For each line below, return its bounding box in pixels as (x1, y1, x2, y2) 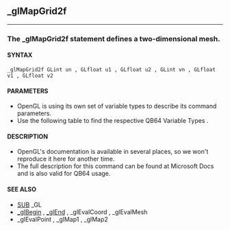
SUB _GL (16, 200, 42, 209)
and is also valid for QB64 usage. (16, 170, 111, 178)
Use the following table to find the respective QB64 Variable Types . (16, 117, 209, 125)
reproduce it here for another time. (16, 154, 115, 163)
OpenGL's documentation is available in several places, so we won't (16, 148, 209, 156)
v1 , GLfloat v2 (7, 72, 53, 79)
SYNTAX (7, 51, 33, 59)
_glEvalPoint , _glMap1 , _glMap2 (16, 215, 108, 223)
